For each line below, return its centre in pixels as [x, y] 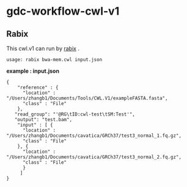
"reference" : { [38, 87]
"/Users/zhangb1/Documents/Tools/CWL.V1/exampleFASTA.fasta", [87, 98]
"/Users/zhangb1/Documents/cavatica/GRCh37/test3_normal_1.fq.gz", [94, 136]
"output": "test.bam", [43, 120]
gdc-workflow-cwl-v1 [63, 11]
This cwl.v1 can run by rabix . [43, 48]
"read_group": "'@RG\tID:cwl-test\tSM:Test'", [75, 114]
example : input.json [33, 71]
